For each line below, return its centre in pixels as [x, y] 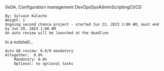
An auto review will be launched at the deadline [57, 33]
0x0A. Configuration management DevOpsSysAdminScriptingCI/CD [73, 7]
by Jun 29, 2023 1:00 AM [30, 29]
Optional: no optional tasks [44, 64]
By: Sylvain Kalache [26, 16]
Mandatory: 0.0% [31, 59]
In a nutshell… [19, 42]
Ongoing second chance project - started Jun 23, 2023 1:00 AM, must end [82, 24]
